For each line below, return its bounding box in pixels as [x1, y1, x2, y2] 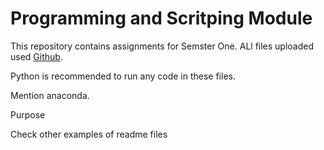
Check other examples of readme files [10, 128, 168, 140]
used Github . [10, 50, 63, 62]
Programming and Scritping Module [10, 7, 313, 30]
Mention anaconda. [10, 89, 90, 101]
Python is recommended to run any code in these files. [10, 70, 236, 82]
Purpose [10, 108, 46, 121]
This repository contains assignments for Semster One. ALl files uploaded [10, 40, 315, 52]
